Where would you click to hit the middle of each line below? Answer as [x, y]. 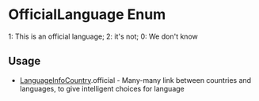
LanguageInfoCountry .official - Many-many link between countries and [135, 80]
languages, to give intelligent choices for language [102, 88]
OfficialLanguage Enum [87, 15]
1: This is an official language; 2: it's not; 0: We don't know [103, 36]
